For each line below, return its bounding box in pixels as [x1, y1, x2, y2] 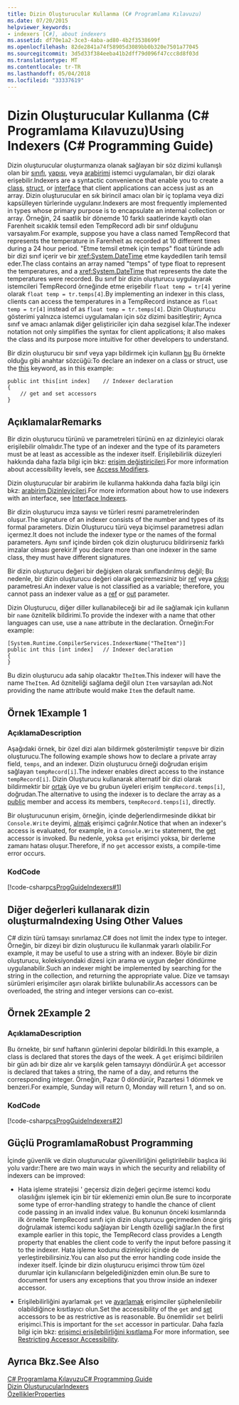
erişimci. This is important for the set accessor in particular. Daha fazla [17, 1320, 224, 1328]
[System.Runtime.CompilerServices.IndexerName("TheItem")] [7, 640, 186, 647]
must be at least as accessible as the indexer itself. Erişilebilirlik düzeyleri [7, 450, 222, 459]
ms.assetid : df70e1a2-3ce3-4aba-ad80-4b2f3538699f [7, 37, 161, 44]
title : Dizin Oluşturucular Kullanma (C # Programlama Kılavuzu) [7, 10, 202, 18]
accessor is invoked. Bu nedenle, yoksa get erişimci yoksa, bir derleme [7, 834, 216, 842]
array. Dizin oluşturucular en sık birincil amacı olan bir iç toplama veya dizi [7, 192, 224, 200]
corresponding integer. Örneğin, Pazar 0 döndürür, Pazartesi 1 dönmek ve [7, 1075, 223, 1083]
